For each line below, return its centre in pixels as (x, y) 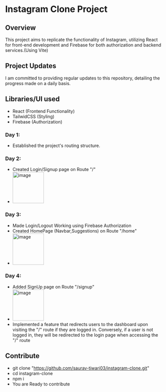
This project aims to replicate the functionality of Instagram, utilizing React (82, 39)
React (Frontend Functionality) (43, 111)
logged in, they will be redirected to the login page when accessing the (85, 335)
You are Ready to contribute (41, 384)
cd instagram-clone (33, 373)
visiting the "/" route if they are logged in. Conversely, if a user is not (83, 329)
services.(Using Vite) (27, 50)
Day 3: (13, 214)
